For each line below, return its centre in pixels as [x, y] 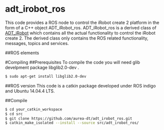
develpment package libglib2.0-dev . [42, 67]
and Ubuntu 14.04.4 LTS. [30, 91]
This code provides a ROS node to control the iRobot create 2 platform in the [82, 22]
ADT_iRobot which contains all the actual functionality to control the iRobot [80, 33]
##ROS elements [22, 53]
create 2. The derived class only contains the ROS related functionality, [77, 38]
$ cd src [14, 114]
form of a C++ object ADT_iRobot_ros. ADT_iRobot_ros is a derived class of [81, 27]
